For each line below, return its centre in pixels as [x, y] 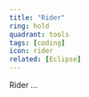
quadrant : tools [39, 34]
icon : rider [31, 51]
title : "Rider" [37, 18]
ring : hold [29, 26]
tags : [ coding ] [37, 43]
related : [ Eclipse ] [45, 59]
